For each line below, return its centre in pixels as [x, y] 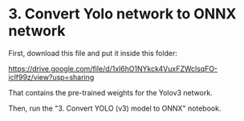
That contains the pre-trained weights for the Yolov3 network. [110, 92]
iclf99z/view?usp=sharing [51, 77]
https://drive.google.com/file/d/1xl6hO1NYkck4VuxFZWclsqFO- [113, 68]
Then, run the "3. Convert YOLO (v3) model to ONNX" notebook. [115, 108]
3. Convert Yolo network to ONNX [122, 14]
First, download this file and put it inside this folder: [93, 53]
